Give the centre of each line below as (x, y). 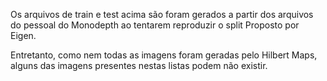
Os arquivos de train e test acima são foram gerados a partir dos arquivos (162, 14)
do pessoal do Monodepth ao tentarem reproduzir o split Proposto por (155, 25)
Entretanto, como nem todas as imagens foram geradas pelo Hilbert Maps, (164, 55)
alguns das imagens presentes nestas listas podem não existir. (139, 65)
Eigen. (23, 35)
